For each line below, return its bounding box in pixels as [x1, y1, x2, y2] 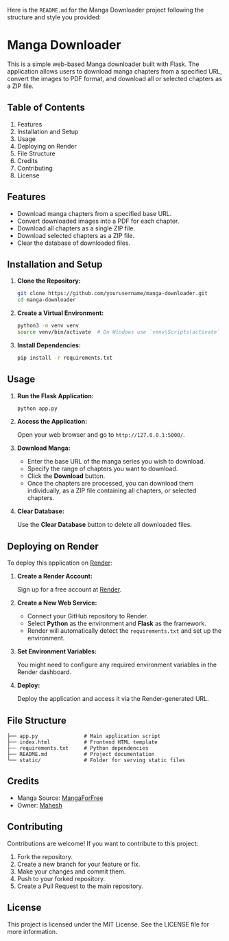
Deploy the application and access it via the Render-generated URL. [16, 695, 209, 703]
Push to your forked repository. [16, 874, 106, 883]
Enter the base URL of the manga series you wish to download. [27, 457, 206, 466]
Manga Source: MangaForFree [16, 794, 104, 802]
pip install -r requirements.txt [16, 354, 113, 361]
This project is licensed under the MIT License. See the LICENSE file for [7, 920, 210, 928]
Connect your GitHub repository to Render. [27, 612, 149, 620]
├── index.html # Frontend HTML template [7, 739, 158, 746]
